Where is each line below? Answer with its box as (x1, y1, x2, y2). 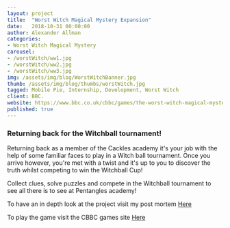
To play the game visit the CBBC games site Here (7, 214, 146, 222)
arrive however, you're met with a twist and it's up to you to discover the (7, 159, 211, 167)
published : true (7, 106, 53, 113)
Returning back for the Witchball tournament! (7, 128, 162, 138)
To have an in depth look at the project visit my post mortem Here (7, 200, 192, 208)
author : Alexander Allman (7, 29, 81, 36)
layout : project (7, 10, 53, 17)
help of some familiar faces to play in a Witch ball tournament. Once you (7, 152, 211, 160)
